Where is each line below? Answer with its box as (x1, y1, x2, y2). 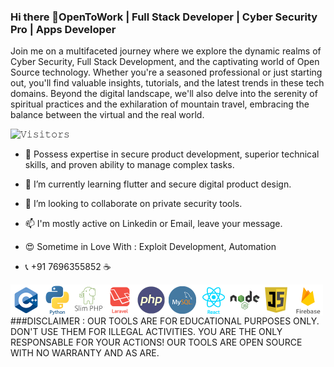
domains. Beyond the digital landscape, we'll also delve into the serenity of (10, 88, 318, 100)
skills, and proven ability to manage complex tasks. (24, 159, 235, 171)
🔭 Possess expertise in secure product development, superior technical (24, 148, 320, 160)
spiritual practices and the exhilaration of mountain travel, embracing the (10, 98, 310, 110)
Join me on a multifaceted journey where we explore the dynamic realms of (10, 45, 322, 57)
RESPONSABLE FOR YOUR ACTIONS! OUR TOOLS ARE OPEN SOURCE (10, 336, 303, 349)
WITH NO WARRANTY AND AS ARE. (10, 347, 160, 359)
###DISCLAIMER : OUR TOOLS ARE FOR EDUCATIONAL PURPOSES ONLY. (10, 315, 320, 327)
